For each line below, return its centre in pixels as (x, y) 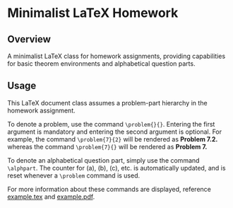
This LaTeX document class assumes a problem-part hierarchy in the (107, 103)
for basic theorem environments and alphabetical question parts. (101, 64)
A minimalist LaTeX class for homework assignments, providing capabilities (116, 56)
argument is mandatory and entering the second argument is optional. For (115, 132)
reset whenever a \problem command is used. (74, 175)
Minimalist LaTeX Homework (93, 13)
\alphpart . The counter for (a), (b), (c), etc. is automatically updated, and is (116, 168)
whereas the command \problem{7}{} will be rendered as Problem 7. (107, 146)
